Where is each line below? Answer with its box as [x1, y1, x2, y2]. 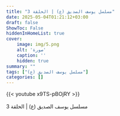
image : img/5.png [17, 42, 60, 48]
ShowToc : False [6, 25, 44, 31]
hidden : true [17, 58, 49, 64]
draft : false [6, 19, 38, 25]
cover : [6, 36, 22, 42]
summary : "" [6, 63, 35, 69]
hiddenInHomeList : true [6, 31, 65, 37]
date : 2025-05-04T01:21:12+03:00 [6, 14, 89, 20]
